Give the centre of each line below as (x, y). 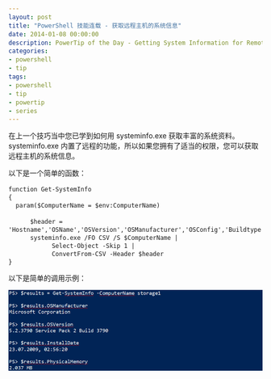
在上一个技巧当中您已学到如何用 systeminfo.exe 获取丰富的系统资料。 (124, 136)
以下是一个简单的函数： (47, 173)
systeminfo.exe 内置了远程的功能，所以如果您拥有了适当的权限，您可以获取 (133, 146)
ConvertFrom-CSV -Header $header (107, 255)
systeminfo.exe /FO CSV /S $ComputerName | (104, 238)
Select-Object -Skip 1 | (93, 246)
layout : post (30, 17)
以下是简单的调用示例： (47, 278)
